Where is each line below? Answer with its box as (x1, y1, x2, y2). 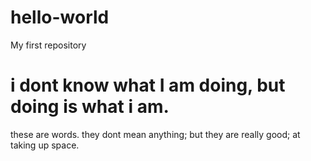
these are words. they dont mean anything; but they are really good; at (10, 128, 301, 140)
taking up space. (10, 139, 80, 151)
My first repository (10, 39, 87, 51)
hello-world (10, 6, 110, 29)
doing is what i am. (10, 96, 170, 118)
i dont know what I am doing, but (10, 74, 286, 97)
